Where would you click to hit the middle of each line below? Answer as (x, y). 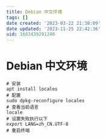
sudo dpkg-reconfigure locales (45, 101)
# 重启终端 (18, 131)
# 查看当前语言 (23, 107)
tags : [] (17, 18)
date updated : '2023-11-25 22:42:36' (54, 29)
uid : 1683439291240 (31, 34)
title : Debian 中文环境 (34, 12)
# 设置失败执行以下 (27, 119)
